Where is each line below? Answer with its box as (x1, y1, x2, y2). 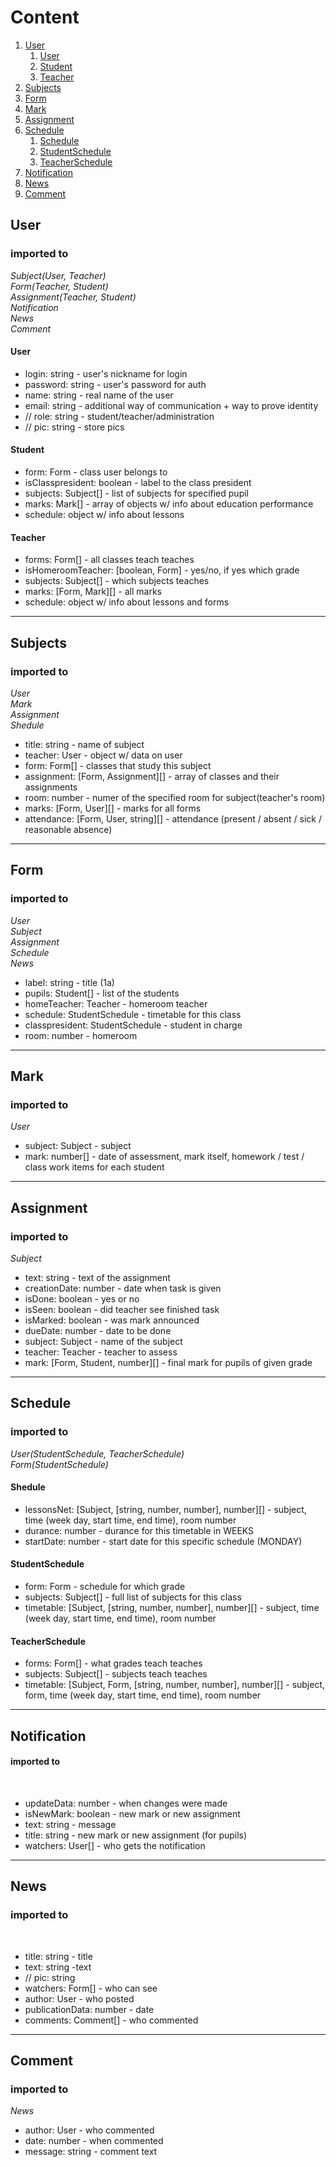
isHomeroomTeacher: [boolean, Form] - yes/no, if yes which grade (24, 564, 300, 576)
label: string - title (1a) (24, 976, 115, 988)
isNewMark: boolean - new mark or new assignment (24, 1807, 241, 1820)
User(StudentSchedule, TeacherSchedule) (10, 1447, 185, 1460)
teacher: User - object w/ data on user (24, 749, 183, 761)
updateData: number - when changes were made (24, 1797, 228, 1809)
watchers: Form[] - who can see (24, 1982, 158, 1994)
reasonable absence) (24, 823, 113, 835)
